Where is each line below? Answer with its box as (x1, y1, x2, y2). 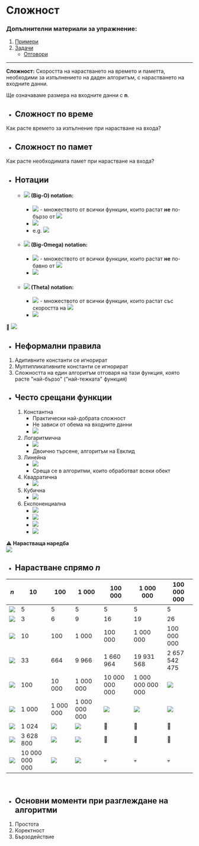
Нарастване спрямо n (14, 563, 101, 573)
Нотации (14, 175, 49, 185)
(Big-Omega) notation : (30, 241, 88, 249)
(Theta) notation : (30, 284, 74, 291)
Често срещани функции (14, 393, 113, 403)
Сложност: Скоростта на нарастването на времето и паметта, (6, 67, 166, 75)
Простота (14, 821, 40, 828)
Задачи (14, 44, 34, 52)
